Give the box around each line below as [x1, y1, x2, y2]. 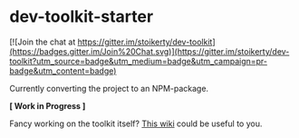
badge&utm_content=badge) [9, 65, 117, 76]
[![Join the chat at [9, 36, 76, 47]
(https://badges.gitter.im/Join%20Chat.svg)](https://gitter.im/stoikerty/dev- [9, 45, 290, 56]
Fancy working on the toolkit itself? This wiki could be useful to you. [9, 118, 263, 129]
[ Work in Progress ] [9, 100, 86, 111]
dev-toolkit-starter [9, 6, 154, 27]
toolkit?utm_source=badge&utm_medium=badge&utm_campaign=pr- [9, 55, 268, 66]
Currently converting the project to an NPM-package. [9, 83, 209, 94]
